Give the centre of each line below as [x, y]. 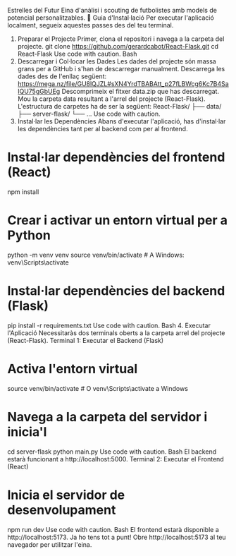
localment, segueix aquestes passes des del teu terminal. [91, 25]
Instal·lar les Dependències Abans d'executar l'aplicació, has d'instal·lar [122, 121]
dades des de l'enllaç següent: [62, 76]
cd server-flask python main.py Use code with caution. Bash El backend [112, 452]
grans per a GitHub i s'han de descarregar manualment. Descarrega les [121, 69]
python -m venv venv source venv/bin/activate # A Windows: [96, 255]
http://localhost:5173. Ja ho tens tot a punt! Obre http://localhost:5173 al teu [117, 537]
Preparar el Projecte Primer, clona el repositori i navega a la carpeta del [121, 39]
